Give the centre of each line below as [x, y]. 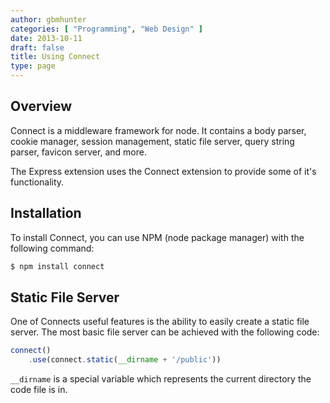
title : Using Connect [55, 57]
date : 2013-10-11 [46, 38]
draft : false [37, 47]
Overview [41, 106]
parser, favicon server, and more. [78, 152]
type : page [33, 66]
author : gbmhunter [48, 19]
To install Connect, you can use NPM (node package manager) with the [157, 237]
